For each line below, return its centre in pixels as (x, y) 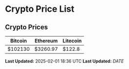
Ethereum (46, 41)
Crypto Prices (27, 27)
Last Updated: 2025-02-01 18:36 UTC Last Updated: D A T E (64, 61)
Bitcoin (19, 41)
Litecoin (72, 41)
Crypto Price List (40, 9)
